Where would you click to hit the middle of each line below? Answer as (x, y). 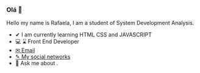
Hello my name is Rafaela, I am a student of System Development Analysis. (100, 23)
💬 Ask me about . (37, 63)
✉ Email (25, 50)
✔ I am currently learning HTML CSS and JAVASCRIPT (84, 35)
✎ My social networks (43, 57)
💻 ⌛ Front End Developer (47, 41)
